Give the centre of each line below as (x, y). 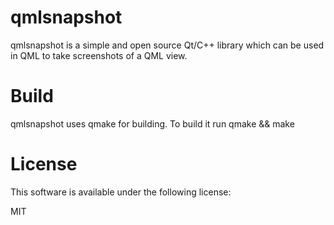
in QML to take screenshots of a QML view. (99, 55)
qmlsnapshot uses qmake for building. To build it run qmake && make (152, 123)
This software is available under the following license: (121, 192)
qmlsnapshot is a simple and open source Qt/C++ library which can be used (167, 45)
